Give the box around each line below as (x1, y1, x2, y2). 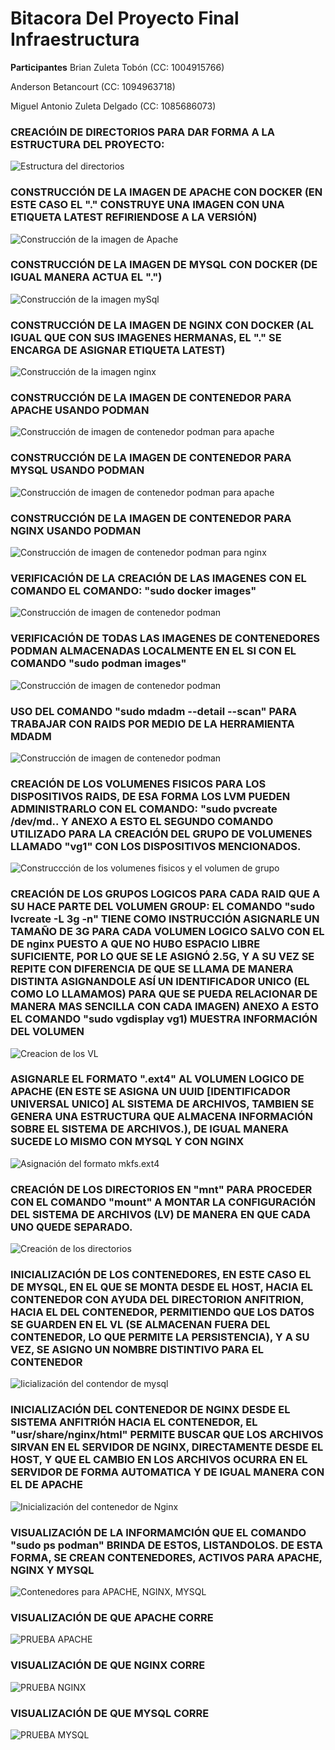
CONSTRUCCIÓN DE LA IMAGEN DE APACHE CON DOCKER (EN (10, 185, 323, 199)
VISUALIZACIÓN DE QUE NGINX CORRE (10, 1658, 206, 1672)
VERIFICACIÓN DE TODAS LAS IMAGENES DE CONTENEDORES (10, 632, 321, 646)
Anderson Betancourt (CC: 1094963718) (10, 80, 176, 92)
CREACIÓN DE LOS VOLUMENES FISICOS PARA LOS (10, 777, 267, 791)
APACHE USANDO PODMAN (10, 403, 150, 417)
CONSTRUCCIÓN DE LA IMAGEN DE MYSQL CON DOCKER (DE (10, 258, 318, 272)
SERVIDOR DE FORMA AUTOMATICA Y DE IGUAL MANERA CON (10, 1465, 325, 1479)
